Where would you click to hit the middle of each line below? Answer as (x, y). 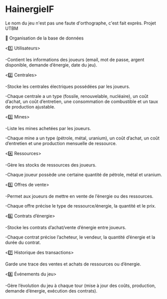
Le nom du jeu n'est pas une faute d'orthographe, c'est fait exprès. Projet (81, 23)
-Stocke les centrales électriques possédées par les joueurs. (68, 86)
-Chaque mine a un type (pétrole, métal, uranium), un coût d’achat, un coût (82, 138)
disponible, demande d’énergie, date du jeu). (51, 65)
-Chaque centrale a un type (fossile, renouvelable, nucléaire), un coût (77, 96)
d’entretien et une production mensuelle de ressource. (61, 143)
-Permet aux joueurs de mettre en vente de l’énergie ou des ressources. (79, 196)
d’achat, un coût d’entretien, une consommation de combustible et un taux (82, 101)
